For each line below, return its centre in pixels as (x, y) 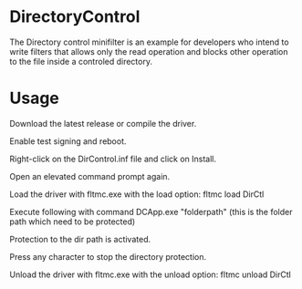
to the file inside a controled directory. (81, 61)
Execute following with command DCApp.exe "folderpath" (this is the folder (151, 212)
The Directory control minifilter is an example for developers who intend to (149, 42)
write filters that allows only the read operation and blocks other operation (149, 51)
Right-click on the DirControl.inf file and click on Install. (113, 159)
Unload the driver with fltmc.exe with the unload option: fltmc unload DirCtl (151, 274)
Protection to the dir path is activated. (80, 239)
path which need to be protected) (73, 222)
